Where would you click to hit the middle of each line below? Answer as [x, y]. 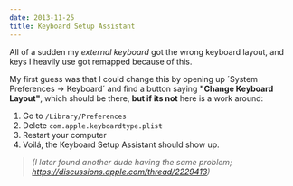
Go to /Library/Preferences [74, 116]
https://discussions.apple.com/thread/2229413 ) [121, 172]
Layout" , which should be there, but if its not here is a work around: [137, 98]
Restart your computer [64, 135]
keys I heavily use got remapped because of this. [101, 61]
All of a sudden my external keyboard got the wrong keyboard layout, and [147, 51]
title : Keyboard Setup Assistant [72, 26]
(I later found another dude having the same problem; [132, 162]
